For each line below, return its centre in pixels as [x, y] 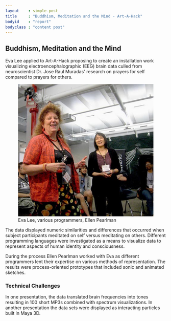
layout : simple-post [32, 11]
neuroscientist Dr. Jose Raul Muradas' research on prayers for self [75, 72]
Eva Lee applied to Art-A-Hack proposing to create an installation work [80, 61]
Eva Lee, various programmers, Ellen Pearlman [67, 220]
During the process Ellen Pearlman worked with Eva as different [72, 256]
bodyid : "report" [28, 22]
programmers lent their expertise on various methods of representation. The [86, 262]
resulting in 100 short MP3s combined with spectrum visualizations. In [79, 303]
